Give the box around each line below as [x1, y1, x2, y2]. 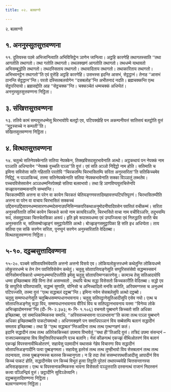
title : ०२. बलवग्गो [5, 7, 41, 13]
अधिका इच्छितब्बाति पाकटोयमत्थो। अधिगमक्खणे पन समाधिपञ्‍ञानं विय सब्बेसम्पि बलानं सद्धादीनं [5, 318, 155, 324]
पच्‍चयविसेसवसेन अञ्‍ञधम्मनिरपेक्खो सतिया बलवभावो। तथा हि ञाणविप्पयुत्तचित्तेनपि [5, 180, 135, 186]
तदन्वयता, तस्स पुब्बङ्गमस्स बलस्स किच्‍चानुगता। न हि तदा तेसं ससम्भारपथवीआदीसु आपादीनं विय [5, 352, 159, 358]
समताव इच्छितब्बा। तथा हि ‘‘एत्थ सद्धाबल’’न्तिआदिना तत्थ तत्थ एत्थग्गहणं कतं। [5, 323, 131, 329]
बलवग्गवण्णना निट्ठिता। [5, 380, 42, 387]
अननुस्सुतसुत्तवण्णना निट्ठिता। [5, 89, 52, 95]
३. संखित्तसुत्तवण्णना [5, 104, 53, 113]
